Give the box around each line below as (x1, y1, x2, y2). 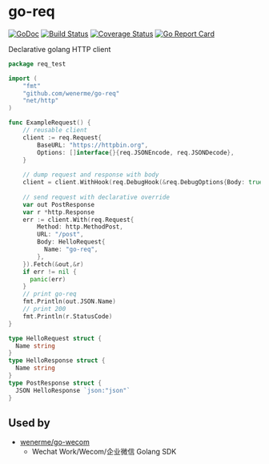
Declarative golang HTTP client (8, 44, 111, 54)
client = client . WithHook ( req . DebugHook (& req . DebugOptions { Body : (22, 179, 246, 187)
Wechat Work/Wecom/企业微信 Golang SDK (31, 447, 177, 457)
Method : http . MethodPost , (37, 223, 124, 231)
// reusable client (22, 127, 88, 135)
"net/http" (22, 97, 59, 105)
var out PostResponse (22, 200, 94, 208)
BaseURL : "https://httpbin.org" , (37, 141, 149, 149)
